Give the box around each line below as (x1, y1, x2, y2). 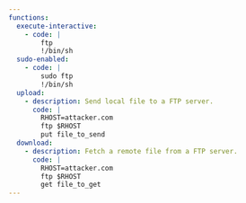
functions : (8, 13, 49, 22)
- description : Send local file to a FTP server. (24, 96, 215, 106)
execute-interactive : (16, 22, 98, 31)
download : (16, 138, 53, 147)
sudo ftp (40, 72, 74, 81)
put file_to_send (40, 130, 105, 139)
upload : (16, 88, 46, 97)
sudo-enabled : (16, 55, 69, 64)
